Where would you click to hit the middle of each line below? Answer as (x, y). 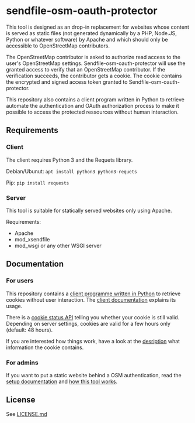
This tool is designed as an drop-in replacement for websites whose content (98, 27)
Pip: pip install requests (38, 182)
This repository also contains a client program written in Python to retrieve (95, 99)
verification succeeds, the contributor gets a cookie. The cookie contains (94, 76)
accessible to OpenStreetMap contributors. (58, 46)
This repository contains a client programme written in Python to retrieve (93, 294)
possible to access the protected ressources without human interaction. (93, 112)
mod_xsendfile (32, 239)
